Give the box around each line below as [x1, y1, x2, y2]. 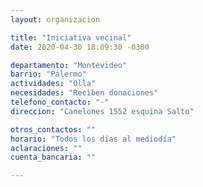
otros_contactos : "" [10, 124, 97, 135]
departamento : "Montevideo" [10, 60, 128, 70]
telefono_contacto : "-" [10, 97, 110, 107]
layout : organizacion [10, 14, 101, 25]
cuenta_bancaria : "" [10, 152, 97, 163]
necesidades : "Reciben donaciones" [10, 88, 159, 98]
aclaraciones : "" [10, 143, 83, 153]
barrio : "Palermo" [10, 69, 87, 80]
